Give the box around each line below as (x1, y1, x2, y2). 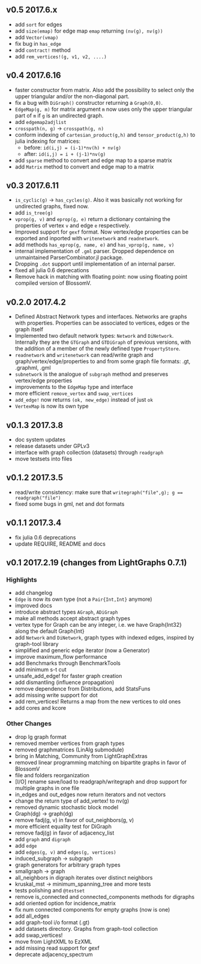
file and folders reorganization (14, 771, 90, 779)
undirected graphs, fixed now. (14, 203, 89, 210)
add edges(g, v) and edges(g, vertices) (14, 848, 116, 856)
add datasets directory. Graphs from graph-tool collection (14, 925, 158, 932)
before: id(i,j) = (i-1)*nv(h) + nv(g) (23, 144, 122, 151)
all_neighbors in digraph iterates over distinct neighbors (14, 874, 153, 881)
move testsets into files (14, 455, 73, 462)
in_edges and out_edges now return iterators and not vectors (14, 791, 166, 798)
